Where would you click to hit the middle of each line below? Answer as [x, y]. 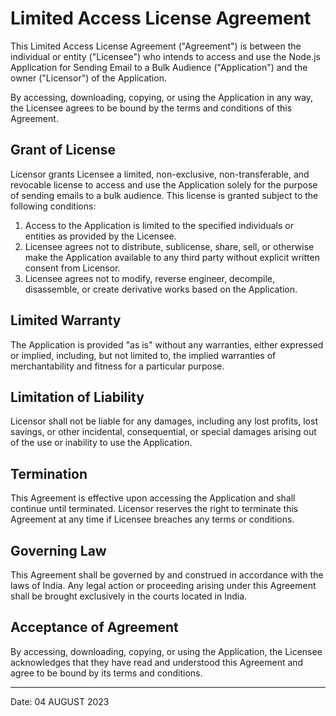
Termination [49, 473]
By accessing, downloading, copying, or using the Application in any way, [162, 97]
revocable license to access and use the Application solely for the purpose [164, 184]
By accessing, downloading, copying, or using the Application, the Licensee [166, 651]
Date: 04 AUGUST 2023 [60, 701]
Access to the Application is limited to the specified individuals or [159, 225]
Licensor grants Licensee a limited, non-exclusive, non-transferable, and [160, 174]
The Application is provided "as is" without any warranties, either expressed [167, 344]
